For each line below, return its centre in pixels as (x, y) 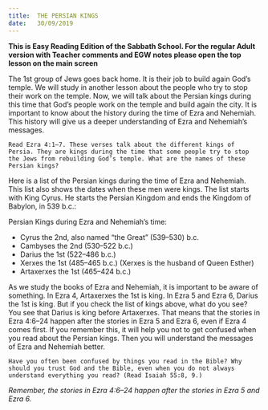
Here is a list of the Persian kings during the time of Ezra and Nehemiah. (127, 181)
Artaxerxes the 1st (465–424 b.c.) (75, 271)
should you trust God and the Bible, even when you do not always (122, 368)
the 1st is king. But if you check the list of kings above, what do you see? (128, 304)
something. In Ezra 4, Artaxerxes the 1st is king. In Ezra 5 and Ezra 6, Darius (133, 295)
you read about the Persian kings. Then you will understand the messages (131, 338)
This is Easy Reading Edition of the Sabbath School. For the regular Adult (132, 46)
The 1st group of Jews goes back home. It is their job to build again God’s (130, 79)
